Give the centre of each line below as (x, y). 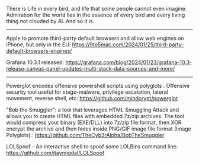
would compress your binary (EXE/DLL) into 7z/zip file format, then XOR (94, 122)
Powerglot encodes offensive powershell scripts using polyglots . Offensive (98, 86)
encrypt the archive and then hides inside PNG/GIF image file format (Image (99, 129)
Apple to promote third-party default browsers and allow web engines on (95, 38)
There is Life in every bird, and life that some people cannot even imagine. (97, 9)
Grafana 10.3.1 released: (35, 62)
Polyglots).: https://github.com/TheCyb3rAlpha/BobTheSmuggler (85, 135)
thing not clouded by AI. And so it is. (50, 21)
